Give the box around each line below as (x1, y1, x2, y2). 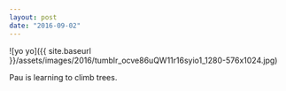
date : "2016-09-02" (9, 21, 81, 30)
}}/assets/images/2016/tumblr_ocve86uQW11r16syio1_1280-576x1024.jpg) (9, 55, 278, 65)
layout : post (9, 12, 58, 22)
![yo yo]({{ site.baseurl (9, 45, 91, 56)
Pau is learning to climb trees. (9, 72, 118, 82)
